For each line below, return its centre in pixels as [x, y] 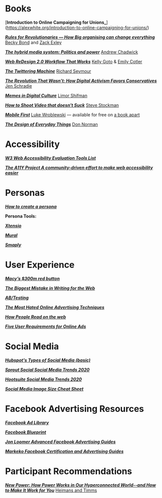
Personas [25, 193]
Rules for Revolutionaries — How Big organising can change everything [80, 37]
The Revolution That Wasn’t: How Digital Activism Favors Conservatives [81, 81]
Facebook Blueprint [26, 432]
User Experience [40, 265]
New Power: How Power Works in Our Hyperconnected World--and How [81, 485]
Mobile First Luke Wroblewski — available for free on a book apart [73, 115]
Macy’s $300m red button [32, 278]
